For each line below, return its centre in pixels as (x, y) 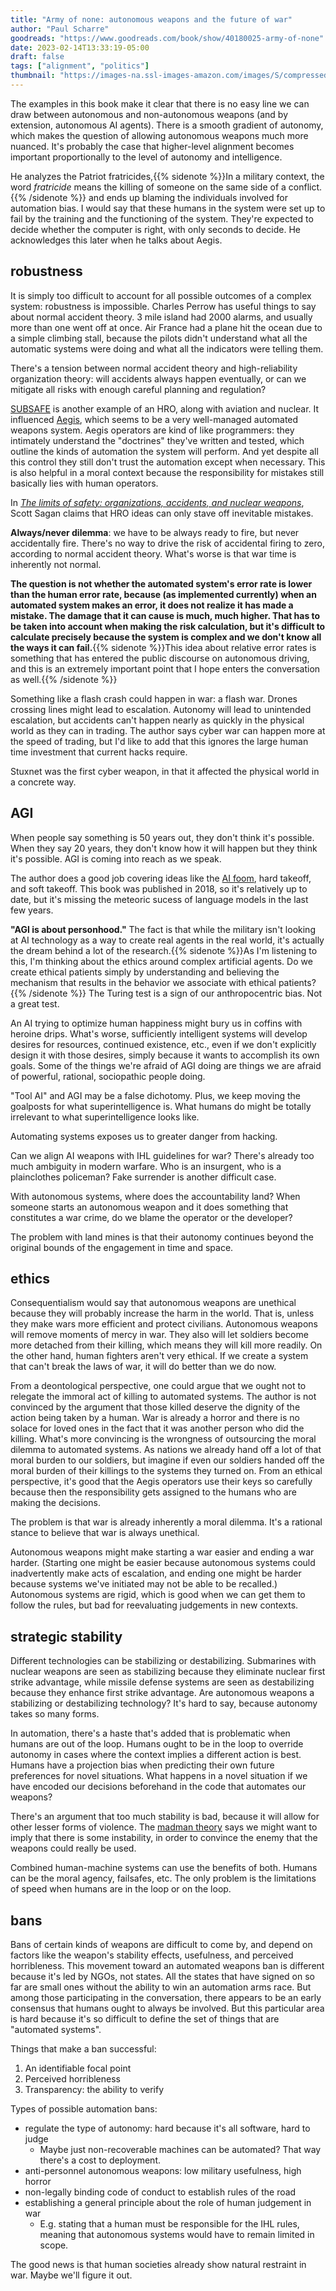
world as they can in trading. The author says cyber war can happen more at (168, 730)
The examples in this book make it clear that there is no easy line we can (160, 103)
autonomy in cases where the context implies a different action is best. (156, 1755)
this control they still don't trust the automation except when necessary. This (168, 462)
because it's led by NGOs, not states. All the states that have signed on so (162, 1976)
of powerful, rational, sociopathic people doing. (108, 1076)
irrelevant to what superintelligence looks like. (105, 1117)
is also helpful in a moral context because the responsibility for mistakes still (167, 472)
